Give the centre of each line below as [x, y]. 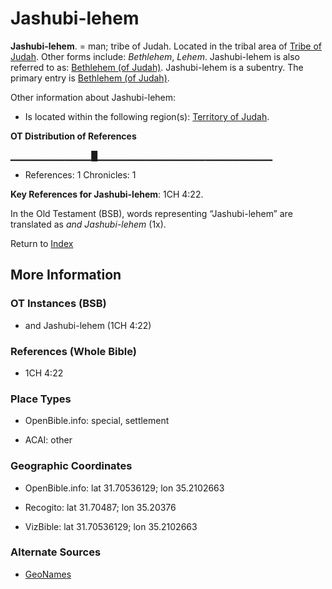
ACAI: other [48, 440]
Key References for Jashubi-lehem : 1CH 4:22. [107, 194]
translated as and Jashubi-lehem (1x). [88, 224]
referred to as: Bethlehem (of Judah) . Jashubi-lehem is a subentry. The [157, 67]
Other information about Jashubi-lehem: [93, 97]
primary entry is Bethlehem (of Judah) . [90, 78]
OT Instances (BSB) [58, 304]
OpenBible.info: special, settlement [97, 421]
